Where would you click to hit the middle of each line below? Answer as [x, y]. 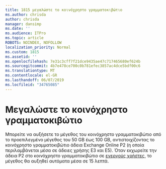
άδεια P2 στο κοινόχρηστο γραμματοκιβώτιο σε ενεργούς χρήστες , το [78, 155]
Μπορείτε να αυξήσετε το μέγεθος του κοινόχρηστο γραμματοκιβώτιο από [83, 134]
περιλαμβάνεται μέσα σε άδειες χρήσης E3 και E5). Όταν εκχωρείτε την [81, 150]
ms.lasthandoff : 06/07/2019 [35, 80]
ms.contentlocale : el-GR [31, 75]
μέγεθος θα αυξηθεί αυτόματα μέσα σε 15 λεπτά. [57, 161]
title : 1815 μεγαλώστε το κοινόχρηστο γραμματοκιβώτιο [64, 10]
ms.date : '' [18, 29]
